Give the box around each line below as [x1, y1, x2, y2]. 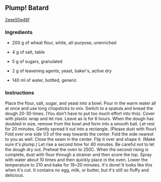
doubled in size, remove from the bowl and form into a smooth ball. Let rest [5, 121, 155, 127]
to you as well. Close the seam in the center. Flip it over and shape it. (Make [5, 136, 156, 142]
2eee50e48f [5, 16, 30, 22]
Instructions [5, 90, 35, 96]
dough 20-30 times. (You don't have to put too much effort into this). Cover [5, 111, 155, 117]
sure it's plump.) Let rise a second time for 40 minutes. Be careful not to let [5, 141, 155, 147]
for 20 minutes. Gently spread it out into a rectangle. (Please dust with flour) [5, 126, 157, 132]
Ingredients [5, 29, 33, 35]
